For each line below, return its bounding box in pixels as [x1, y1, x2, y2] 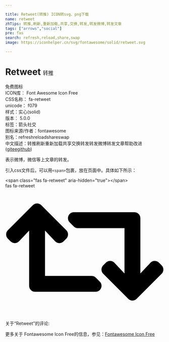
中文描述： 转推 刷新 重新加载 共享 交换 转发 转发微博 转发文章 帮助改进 [5, 140, 142, 146]
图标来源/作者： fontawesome [5, 127, 67, 134]
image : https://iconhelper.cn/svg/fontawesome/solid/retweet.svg [5, 40, 145, 45]
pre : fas [5, 31, 24, 36]
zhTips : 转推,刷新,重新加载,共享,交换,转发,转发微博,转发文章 [5, 21, 122, 26]
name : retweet [5, 16, 35, 22]
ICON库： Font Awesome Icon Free [5, 89, 78, 96]
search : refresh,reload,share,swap [5, 35, 80, 40]
